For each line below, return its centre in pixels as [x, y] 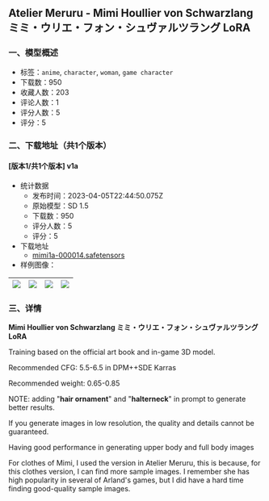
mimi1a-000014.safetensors [78, 255]
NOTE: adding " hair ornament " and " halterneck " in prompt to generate [127, 399]
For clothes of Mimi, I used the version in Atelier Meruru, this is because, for [134, 463]
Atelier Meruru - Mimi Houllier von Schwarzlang [131, 13]
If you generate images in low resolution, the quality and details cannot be [131, 424]
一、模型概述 [34, 53]
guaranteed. [29, 432]
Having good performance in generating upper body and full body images [131, 448]
